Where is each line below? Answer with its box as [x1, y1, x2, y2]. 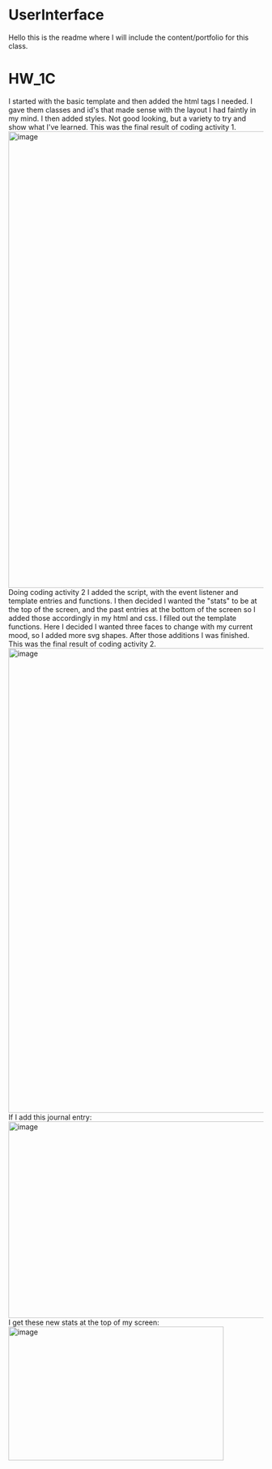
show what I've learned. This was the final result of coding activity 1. [8, 122, 236, 131]
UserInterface [8, 6, 104, 24]
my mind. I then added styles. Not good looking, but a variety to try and [8, 113, 247, 123]
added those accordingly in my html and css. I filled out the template [8, 613, 237, 623]
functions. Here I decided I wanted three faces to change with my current [8, 622, 253, 632]
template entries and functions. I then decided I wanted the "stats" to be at [8, 596, 257, 606]
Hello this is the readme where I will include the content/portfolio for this [8, 32, 249, 42]
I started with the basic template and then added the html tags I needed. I [8, 96, 253, 106]
